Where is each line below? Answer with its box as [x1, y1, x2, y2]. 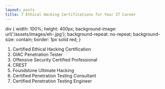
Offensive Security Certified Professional [12, 56, 98, 62]
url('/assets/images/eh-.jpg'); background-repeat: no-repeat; [5, 31, 132, 37]
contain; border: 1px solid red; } [16, 36, 81, 42]
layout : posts [5, 7, 35, 12]
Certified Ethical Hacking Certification [12, 46, 92, 52]
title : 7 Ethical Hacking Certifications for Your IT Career [5, 12, 136, 17]
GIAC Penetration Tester [12, 51, 63, 57]
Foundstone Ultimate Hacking [12, 67, 74, 73]
